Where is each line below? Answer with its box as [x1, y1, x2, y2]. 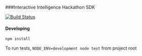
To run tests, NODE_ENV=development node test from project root [5, 45, 137, 51]
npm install [5, 36, 30, 41]
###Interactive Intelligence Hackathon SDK [5, 4, 95, 10]
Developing [5, 25, 30, 31]
